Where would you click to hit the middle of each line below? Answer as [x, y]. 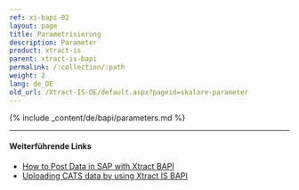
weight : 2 [28, 76]
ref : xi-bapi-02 [39, 17]
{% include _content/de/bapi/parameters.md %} [97, 118]
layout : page [33, 26]
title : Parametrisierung [55, 34]
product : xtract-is [45, 51]
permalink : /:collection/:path [67, 68]
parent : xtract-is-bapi [53, 59]
